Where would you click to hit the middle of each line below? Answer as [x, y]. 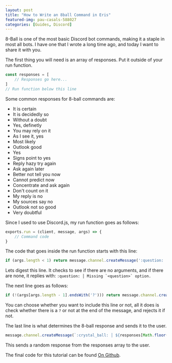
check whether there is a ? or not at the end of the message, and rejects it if [85, 311]
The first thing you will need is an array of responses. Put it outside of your [84, 60]
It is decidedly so [31, 114]
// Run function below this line [41, 89]
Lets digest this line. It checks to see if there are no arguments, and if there [84, 271]
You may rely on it [32, 130]
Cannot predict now [34, 180]
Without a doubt [30, 120]
